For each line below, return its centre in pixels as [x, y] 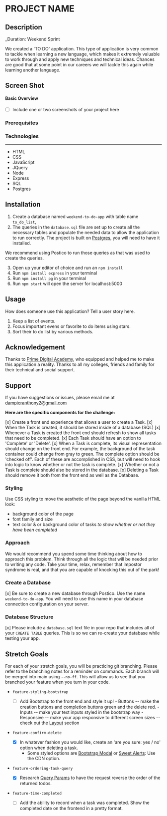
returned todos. [36, 784]
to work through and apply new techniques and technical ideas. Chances [80, 59]
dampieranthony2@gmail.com [36, 403]
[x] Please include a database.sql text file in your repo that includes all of [80, 628]
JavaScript [23, 162]
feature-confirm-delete [37, 733]
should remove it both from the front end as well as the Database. [72, 475]
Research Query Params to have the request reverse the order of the [90, 778]
